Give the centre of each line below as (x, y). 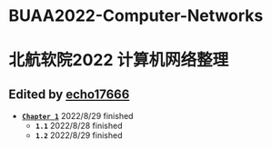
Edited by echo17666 (69, 94)
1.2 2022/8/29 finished (79, 135)
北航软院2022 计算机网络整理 (119, 60)
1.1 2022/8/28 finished (79, 126)
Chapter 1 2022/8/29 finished (77, 116)
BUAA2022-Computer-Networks (136, 16)
